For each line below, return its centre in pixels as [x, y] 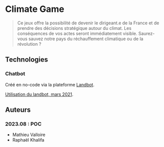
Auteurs [18, 110]
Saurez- [147, 33]
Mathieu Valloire [29, 135]
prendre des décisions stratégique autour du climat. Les [74, 28]
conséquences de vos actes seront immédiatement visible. [77, 33]
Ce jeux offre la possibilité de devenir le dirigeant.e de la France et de [88, 23]
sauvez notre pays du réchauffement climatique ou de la [86, 39]
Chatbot [15, 74]
